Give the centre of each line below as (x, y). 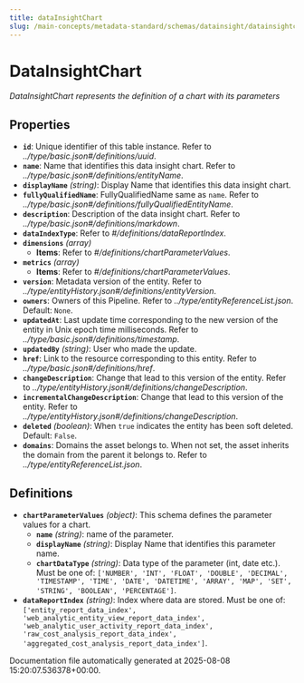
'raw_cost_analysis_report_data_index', (100, 634)
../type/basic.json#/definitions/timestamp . (101, 339)
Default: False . (50, 435)
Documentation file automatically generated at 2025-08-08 (120, 661)
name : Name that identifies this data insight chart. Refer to (129, 166)
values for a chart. (57, 525)
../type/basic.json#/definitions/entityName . (103, 176)
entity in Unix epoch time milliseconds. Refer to (110, 330)
